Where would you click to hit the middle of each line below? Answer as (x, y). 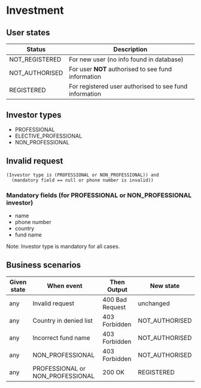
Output (117, 289)
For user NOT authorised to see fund (120, 69)
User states (28, 33)
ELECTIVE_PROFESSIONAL (48, 136)
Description (130, 49)
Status (36, 49)
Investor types (34, 115)
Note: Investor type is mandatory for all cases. (63, 246)
